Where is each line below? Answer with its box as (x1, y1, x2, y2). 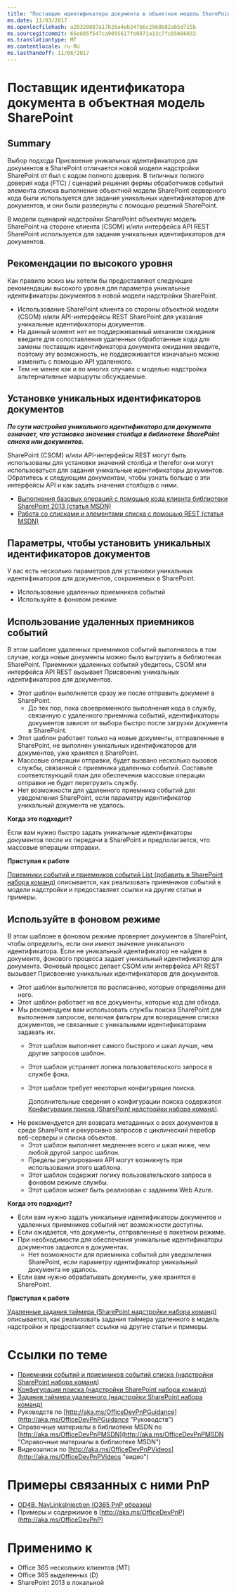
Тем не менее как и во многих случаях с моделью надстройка (17, 364, 207, 373)
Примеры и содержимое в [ (17, 1508, 102, 1516)
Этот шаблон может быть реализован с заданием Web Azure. (27, 1185, 214, 1194)
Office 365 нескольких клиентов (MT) (17, 1563, 131, 1572)
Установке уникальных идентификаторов (7, 393, 202, 405)
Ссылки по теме (7, 1347, 107, 1363)
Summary (7, 138, 51, 150)
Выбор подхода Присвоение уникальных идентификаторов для (7, 156, 198, 165)
